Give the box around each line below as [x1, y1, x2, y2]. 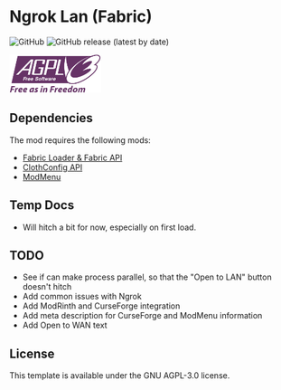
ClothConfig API [22, 161, 83, 173]
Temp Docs [9, 197, 75, 214]
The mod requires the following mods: [9, 134, 151, 146]
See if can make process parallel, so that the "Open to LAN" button [22, 271, 273, 282]
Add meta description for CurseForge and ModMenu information [22, 310, 263, 321]
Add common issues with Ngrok [22, 291, 142, 302]
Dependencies [9, 110, 93, 126]
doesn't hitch [22, 281, 72, 292]
